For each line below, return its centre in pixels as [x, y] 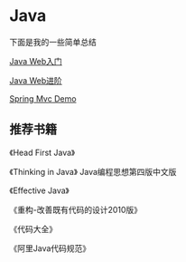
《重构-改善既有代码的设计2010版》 [76, 209]
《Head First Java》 [42, 152]
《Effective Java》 [39, 190]
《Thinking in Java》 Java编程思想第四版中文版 [93, 171]
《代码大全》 [33, 228]
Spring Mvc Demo [43, 98]
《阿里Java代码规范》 [50, 248]
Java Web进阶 [36, 80]
